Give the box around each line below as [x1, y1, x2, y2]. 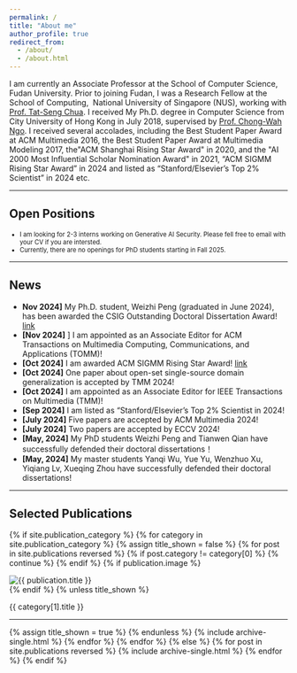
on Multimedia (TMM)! [21, 395, 103, 406]
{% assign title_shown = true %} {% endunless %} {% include [9, 627, 234, 638]
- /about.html [17, 54, 69, 63]
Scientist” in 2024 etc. [9, 173, 90, 182]
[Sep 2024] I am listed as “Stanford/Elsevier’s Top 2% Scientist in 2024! [21, 405, 286, 415]
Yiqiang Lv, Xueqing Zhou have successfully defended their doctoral [21, 462, 271, 474]
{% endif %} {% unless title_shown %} [9, 584, 149, 595]
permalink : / [9, 12, 57, 22]
